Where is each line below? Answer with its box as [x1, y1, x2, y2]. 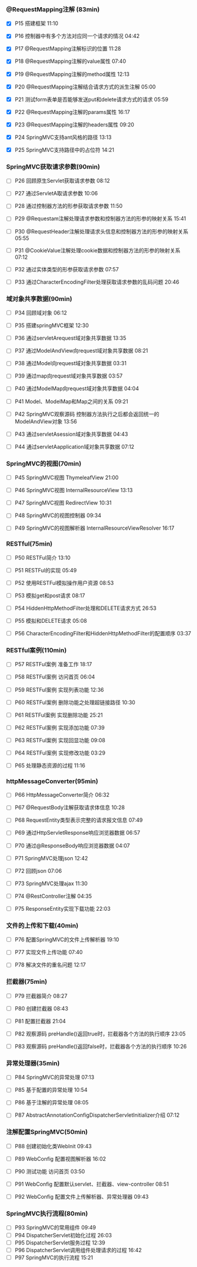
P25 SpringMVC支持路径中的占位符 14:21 [14, 146, 114, 153]
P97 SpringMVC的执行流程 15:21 [14, 1254, 93, 1261]
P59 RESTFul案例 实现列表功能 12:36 [14, 686, 104, 693]
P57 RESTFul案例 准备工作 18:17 [14, 661, 92, 668]
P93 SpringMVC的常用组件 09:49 [14, 1224, 96, 1231]
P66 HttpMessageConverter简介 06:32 [14, 791, 110, 799]
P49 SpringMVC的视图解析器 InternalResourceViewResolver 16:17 [14, 524, 175, 532]
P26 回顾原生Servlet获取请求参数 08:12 [14, 177, 111, 185]
